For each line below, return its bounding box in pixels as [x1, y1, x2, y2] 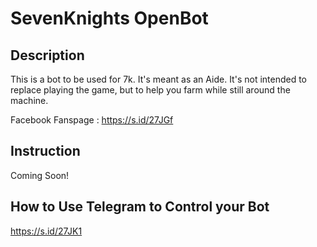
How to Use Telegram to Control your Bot [10, 198, 270, 216]
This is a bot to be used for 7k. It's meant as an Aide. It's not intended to [10, 73, 308, 85]
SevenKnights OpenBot [10, 7, 209, 30]
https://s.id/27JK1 [10, 225, 83, 237]
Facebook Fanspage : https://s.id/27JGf [10, 114, 174, 126]
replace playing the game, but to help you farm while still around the [10, 84, 291, 96]
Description [10, 47, 85, 64]
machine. [10, 95, 49, 106]
